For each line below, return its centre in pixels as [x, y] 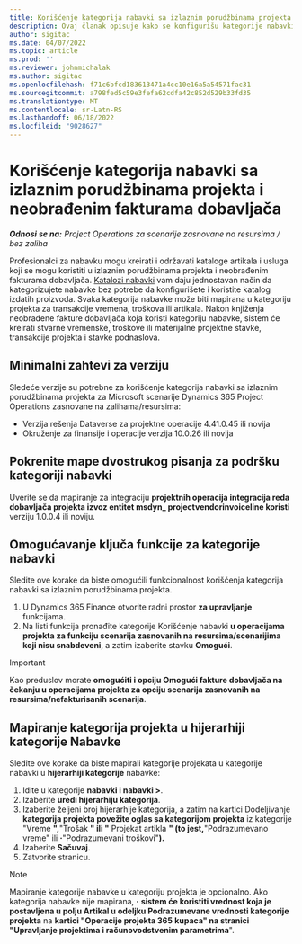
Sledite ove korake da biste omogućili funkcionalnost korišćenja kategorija [147, 580]
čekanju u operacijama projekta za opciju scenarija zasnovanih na [135, 690]
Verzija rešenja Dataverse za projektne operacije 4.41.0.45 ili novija [146, 423]
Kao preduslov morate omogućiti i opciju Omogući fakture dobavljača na [146, 681]
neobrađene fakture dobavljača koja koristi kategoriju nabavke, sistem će [145, 318]
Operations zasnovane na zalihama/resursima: [95, 406]
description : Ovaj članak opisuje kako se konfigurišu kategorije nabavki [152, 26]
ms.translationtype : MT [54, 101]
